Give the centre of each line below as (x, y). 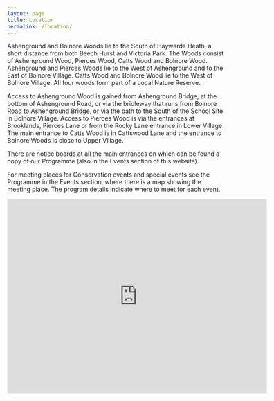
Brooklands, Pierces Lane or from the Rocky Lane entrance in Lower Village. (116, 126)
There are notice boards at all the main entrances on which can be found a (113, 154)
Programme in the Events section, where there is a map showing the (104, 182)
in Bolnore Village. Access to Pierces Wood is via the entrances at (101, 118)
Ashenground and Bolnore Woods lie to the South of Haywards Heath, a (110, 46)
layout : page (26, 14)
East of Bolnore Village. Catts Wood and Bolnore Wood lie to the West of (110, 75)
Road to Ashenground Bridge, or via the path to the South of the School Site (115, 111)
